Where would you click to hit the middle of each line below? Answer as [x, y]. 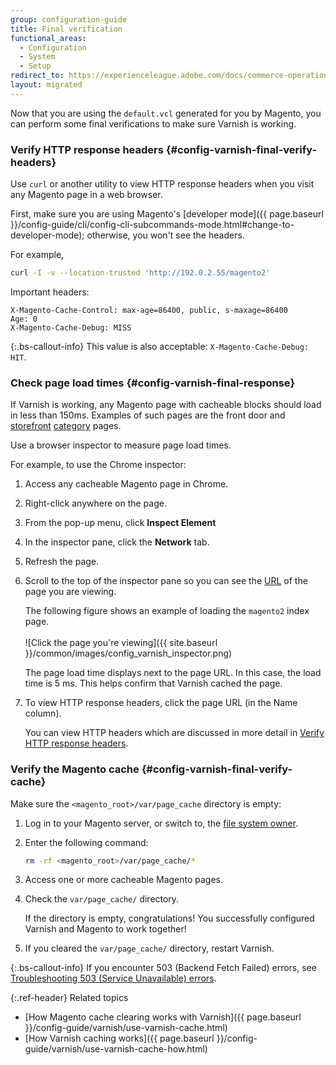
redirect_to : [37, 76]
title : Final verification [66, 29]
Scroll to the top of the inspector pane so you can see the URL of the [166, 581]
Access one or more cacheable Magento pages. [124, 880]
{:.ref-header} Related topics [69, 998]
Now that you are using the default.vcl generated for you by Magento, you [166, 113]
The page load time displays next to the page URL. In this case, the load [173, 673]
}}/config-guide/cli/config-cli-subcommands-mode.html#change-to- [152, 225]
